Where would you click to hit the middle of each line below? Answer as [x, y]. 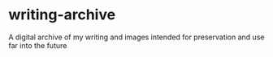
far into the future [38, 45]
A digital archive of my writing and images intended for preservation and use [136, 37]
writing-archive [62, 15]
